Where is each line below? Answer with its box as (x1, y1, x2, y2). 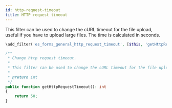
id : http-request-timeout (5, 7, 60, 13)
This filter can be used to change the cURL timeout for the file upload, (5, 26, 153, 32)
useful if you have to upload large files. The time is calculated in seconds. (5, 32, 160, 38)
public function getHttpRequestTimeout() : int (5, 84, 106, 90)
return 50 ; (14, 94, 38, 99)
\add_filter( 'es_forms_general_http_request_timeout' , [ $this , (5, 41, 143, 47)
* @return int (7, 75, 38, 80)
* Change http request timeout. (7, 56, 77, 61)
